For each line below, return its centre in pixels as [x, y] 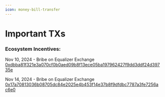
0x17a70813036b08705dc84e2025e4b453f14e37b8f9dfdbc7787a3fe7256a [82, 85]
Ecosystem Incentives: [33, 49]
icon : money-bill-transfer [33, 10]
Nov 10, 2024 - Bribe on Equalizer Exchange [50, 59]
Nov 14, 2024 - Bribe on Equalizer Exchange [50, 79]
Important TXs [35, 33]
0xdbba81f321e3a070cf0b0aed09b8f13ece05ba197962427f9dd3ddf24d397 [82, 65]
